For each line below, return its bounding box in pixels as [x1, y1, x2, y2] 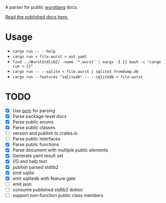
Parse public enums [12, 119, 54, 124]
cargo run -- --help [12, 48, 56, 54]
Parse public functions [12, 141, 59, 147]
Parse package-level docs [12, 113, 67, 119]
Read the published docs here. [5, 14, 69, 19]
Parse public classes [12, 124, 56, 130]
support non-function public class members [12, 192, 104, 198]
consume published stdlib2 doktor [12, 186, 84, 192]
